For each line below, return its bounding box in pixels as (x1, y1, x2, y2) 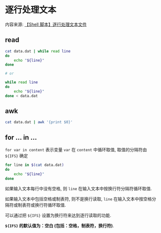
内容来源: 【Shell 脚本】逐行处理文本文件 (5, 21, 87, 27)
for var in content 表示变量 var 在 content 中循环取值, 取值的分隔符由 (5, 147, 147, 153)
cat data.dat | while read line (5, 49, 71, 54)
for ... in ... (5, 133, 37, 142)
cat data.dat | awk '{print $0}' (5, 120, 73, 125)
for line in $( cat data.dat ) (5, 162, 64, 168)
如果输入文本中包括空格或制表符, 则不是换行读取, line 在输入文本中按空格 (5, 196, 152, 202)
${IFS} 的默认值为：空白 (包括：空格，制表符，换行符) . (5, 222, 114, 229)
